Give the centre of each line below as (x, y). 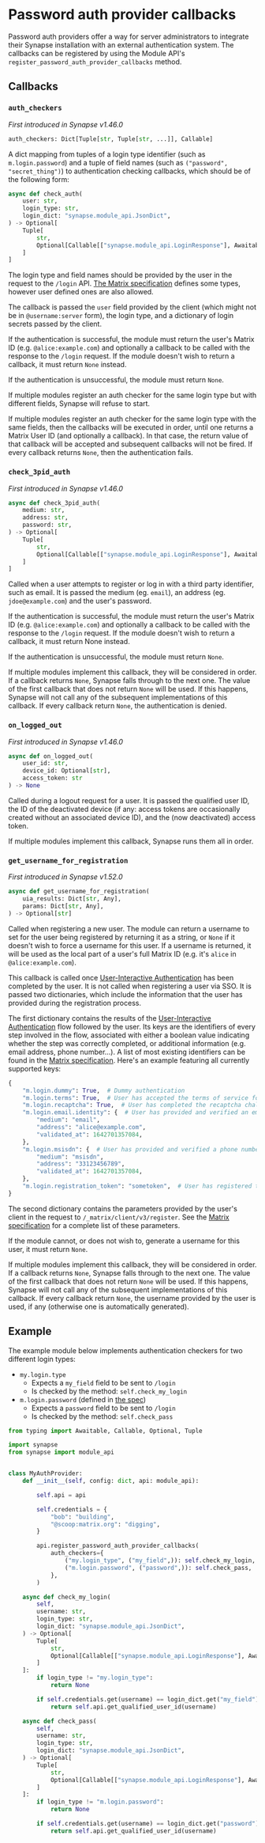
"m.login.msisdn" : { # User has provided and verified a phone (130, 1149)
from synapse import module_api (61, 1452)
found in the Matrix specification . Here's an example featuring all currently (129, 1060)
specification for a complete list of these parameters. (94, 1225)
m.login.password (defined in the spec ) (83, 1399)
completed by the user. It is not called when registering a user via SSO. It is (130, 986)
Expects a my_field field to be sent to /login (103, 1382)
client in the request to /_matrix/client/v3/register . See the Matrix (119, 1217)
